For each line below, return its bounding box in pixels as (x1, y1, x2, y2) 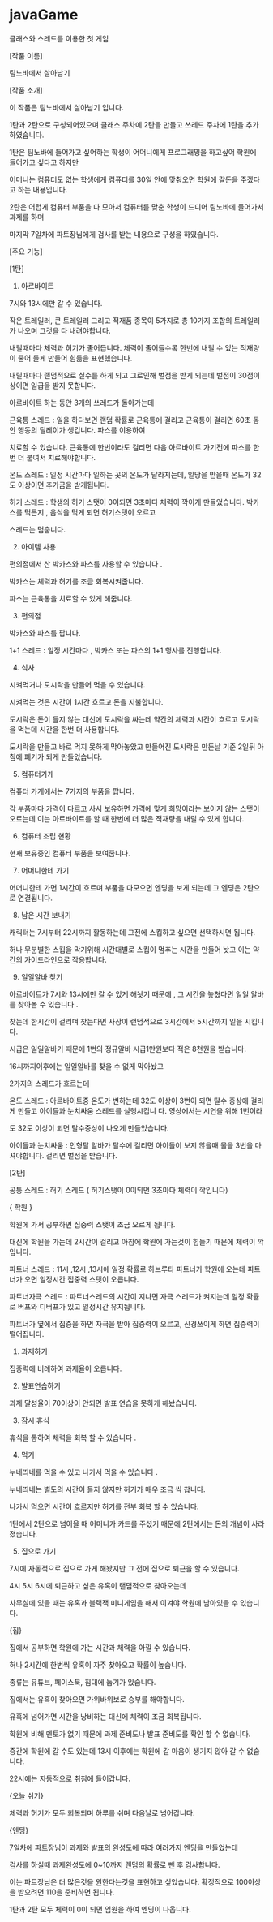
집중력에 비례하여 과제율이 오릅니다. (9, 1364, 122, 1373)
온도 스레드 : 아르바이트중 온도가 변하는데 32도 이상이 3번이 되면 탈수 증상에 (9, 1096, 250, 1105)
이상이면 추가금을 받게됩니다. (17, 480, 109, 489)
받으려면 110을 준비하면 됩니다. (17, 1887, 115, 1897)
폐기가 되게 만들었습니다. (23, 752, 103, 761)
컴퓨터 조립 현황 (20, 830, 71, 841)
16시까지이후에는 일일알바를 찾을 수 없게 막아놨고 (9, 1061, 164, 1071)
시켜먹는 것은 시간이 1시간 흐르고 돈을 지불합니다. (9, 696, 164, 707)
